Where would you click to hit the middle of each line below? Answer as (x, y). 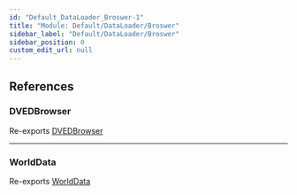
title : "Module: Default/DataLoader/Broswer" (94, 26)
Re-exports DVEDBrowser (56, 130)
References (42, 86)
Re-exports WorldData (50, 182)
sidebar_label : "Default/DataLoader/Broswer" (94, 34)
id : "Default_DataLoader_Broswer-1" (76, 17)
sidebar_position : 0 (47, 42)
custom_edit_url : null (51, 51)
